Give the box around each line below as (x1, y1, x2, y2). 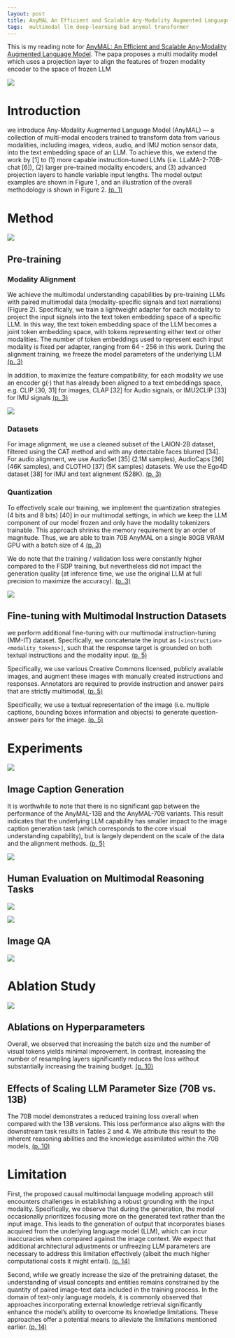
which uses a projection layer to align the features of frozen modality (7, 58, 206, 66)
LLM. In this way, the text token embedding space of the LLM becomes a (7, 320, 217, 329)
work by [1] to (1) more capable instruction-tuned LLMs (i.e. (7, 156, 178, 164)
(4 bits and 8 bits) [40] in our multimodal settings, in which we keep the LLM (7, 510, 227, 519)
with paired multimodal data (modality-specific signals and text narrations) (7, 298, 222, 306)
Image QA (7, 935, 51, 948)
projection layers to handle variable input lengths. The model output (7, 171, 203, 179)
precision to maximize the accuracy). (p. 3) (7, 576, 131, 585)
